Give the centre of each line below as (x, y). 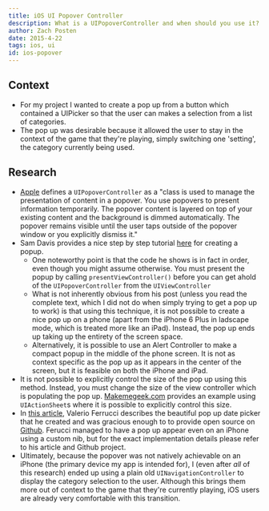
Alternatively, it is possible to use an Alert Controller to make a (134, 344)
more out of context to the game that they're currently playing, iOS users (140, 489)
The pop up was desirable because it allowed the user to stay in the (131, 130)
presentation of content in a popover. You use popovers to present (130, 200)
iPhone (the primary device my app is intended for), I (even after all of (135, 464)
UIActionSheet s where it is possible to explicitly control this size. (126, 404)
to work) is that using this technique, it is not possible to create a (139, 311)
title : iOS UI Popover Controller (66, 16)
